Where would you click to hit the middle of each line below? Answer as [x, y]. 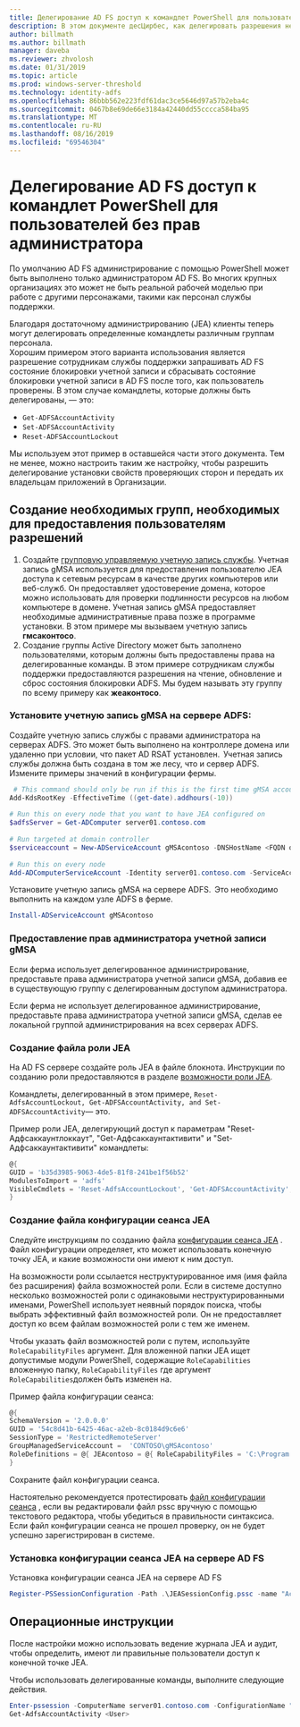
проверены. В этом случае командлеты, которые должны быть [130, 390]
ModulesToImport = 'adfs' [57, 1181]
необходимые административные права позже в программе [139, 616]
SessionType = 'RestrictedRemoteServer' [86, 1438]
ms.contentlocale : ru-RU [55, 126]
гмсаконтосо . [49, 635]
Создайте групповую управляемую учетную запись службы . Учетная [155, 559]
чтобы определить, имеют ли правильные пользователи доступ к [135, 1653]
